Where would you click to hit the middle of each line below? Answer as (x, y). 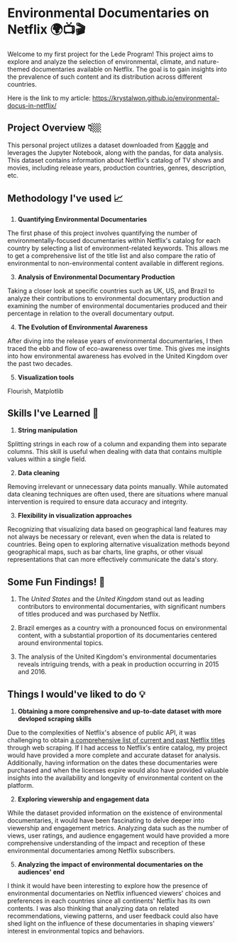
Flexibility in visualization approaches (75, 516)
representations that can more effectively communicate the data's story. (113, 560)
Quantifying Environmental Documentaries (82, 219)
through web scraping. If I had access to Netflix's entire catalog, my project (117, 748)
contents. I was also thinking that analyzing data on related (93, 908)
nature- (209, 61)
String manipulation (48, 431)
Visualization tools (46, 377)
